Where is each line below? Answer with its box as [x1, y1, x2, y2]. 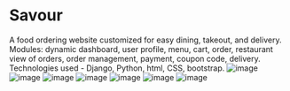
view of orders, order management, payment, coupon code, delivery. [9, 53, 261, 64]
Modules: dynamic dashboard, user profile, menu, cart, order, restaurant [9, 43, 273, 54]
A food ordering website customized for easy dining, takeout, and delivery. [9, 34, 282, 45]
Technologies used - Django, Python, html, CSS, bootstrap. [9, 63, 225, 73]
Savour [9, 5, 64, 26]
